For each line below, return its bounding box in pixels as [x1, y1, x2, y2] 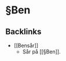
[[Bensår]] [13, 42, 39, 49]
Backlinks [5, 27, 42, 37]
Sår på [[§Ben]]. [22, 48, 61, 55]
